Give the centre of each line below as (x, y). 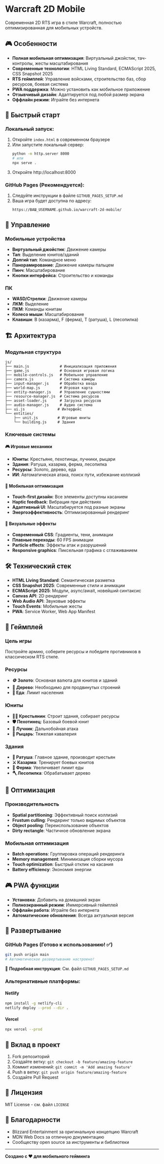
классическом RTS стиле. (32, 657)
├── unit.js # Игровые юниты (52, 418)
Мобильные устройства (35, 238)
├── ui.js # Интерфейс (43, 409)
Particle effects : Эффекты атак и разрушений (59, 545)
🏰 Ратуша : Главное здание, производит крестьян (64, 757)
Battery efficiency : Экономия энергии (52, 869)
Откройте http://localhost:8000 (44, 172)
